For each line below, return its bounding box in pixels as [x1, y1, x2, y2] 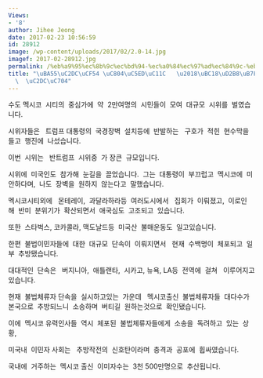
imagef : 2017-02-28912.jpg [8, 56, 96, 64]
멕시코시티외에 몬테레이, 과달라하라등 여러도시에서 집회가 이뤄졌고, [8, 195, 225, 205]
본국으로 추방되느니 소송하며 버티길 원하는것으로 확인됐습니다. [8, 301, 207, 311]
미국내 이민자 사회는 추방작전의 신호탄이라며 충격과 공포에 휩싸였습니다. [8, 344, 240, 354]
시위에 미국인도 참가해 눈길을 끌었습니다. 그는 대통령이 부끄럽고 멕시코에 [8, 169, 243, 179]
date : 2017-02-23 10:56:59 [8, 33, 96, 42]
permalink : [8, 63, 44, 71]
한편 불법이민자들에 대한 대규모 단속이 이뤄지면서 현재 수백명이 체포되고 [8, 238, 243, 248]
